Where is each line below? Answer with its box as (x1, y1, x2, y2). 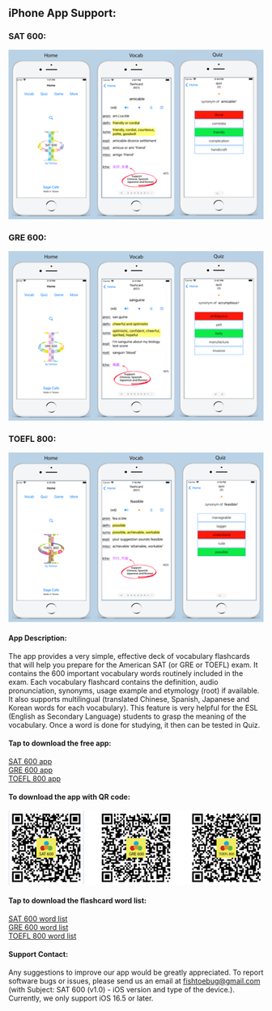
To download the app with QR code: (8, 792, 131, 802)
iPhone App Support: (8, 6, 117, 20)
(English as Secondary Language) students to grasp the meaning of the (8, 712, 247, 721)
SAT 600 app (8, 756, 53, 766)
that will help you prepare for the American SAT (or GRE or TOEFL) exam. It (8, 660, 258, 669)
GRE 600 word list (8, 922, 69, 932)
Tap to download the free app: (8, 738, 112, 748)
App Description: (8, 633, 67, 643)
